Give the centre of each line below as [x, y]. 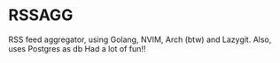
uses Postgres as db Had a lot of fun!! [77, 48]
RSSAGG [41, 15]
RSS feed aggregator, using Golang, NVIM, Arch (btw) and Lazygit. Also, [140, 39]
